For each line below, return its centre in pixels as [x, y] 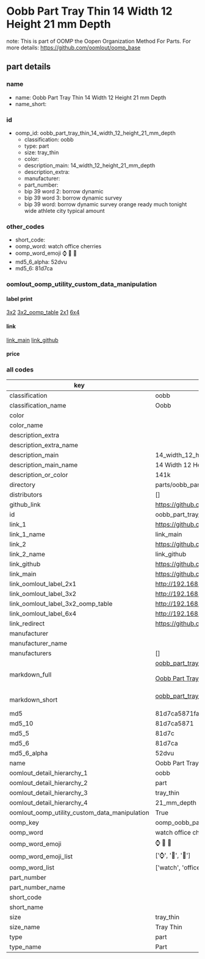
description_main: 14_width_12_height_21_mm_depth [90, 165]
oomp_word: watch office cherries [58, 246]
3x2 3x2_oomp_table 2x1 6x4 [43, 312]
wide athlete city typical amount [64, 210]
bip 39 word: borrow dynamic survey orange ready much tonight [106, 204]
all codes [20, 370]
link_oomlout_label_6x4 [43, 614]
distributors [26, 495]
